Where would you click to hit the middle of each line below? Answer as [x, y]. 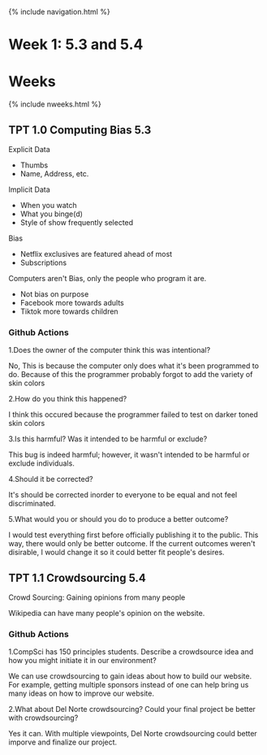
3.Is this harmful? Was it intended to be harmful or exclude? [108, 439]
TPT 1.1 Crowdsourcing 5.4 [77, 577]
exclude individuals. [41, 463]
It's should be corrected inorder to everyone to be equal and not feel [123, 495]
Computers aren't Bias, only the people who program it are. [108, 278]
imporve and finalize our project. [63, 742]
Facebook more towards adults [72, 302]
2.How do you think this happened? [68, 399]
